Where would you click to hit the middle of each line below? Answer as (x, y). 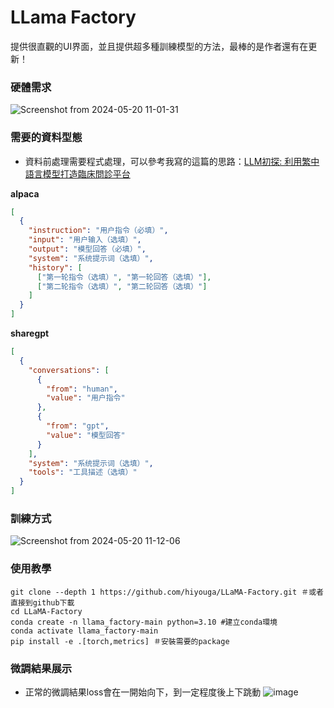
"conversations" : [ (69, 370)
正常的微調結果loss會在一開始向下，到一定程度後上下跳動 (143, 692)
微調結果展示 (41, 668)
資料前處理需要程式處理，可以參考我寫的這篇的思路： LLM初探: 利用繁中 (172, 161)
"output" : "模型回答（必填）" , (87, 249)
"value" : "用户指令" (86, 398)
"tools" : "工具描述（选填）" (83, 472)
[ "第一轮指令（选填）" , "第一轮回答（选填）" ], (124, 277)
